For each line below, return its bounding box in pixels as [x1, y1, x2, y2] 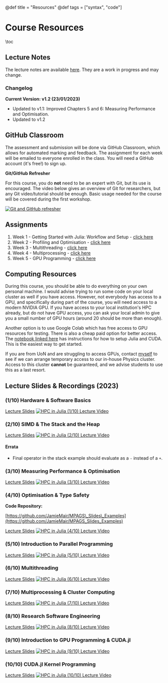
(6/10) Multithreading [5, 565, 59, 572]
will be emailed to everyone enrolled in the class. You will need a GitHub [5, 155, 154, 161]
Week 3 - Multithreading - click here [12, 244, 88, 251]
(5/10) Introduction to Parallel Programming [5, 540, 113, 547]
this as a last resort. [5, 367, 46, 373]
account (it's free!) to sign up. [5, 160, 67, 166]
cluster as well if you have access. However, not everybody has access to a [5, 294, 161, 300]
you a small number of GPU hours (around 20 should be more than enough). [5, 315, 163, 322]
